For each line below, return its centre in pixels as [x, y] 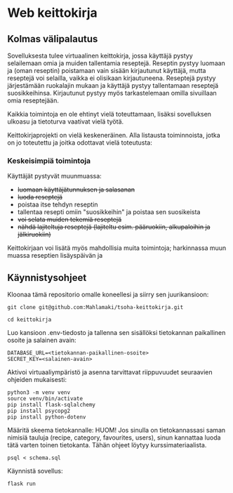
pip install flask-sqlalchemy [52, 405]
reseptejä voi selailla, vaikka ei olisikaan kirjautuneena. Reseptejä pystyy [112, 78]
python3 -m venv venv [39, 393]
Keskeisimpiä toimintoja [49, 161]
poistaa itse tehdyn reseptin [58, 204]
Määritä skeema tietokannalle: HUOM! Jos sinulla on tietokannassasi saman [116, 430]
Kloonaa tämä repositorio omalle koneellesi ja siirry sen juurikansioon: [108, 295]
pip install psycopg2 [39, 411]
